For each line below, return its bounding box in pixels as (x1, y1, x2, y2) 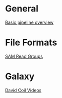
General (5, 3, 39, 14)
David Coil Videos (5, 87, 42, 93)
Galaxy (5, 71, 35, 82)
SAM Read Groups (5, 53, 43, 59)
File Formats (5, 37, 57, 48)
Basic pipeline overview (5, 19, 54, 25)
